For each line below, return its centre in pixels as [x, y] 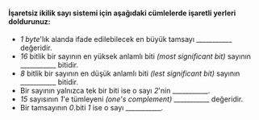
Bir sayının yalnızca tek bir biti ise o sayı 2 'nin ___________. [115, 91]
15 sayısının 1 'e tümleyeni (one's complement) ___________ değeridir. [132, 99]
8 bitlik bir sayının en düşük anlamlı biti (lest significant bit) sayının [130, 73]
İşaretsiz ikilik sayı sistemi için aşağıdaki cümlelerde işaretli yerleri [122, 13]
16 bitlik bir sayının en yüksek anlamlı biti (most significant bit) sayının [136, 56]
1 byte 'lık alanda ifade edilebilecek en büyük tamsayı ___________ [126, 39]
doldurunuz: [29, 21]
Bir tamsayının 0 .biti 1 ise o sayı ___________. [92, 108]
